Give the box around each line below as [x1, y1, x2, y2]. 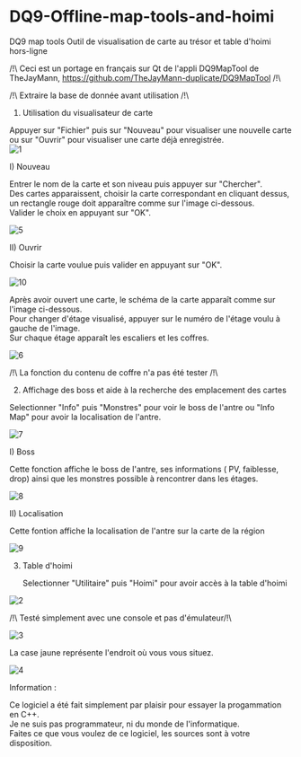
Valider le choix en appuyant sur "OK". [9, 207, 151, 217]
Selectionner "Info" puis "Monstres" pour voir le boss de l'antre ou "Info [9, 401, 276, 412]
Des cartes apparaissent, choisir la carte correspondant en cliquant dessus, [9, 188, 290, 198]
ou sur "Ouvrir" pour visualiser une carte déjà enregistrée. [9, 134, 225, 145]
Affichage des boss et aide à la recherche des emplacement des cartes [22, 384, 288, 395]
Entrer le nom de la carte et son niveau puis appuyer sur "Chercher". [9, 178, 263, 189]
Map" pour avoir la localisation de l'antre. [9, 411, 162, 422]
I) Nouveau [9, 161, 51, 172]
